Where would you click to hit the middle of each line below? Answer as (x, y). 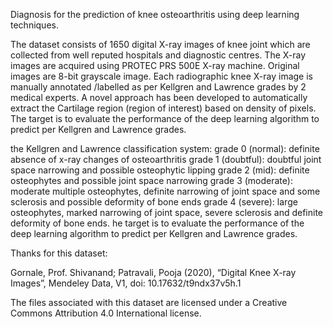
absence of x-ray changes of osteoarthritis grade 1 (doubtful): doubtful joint (166, 159)
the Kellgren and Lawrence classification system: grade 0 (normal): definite (165, 148)
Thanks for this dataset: (59, 253)
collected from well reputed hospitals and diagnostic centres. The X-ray (158, 55)
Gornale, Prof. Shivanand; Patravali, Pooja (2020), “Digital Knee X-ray (153, 272)
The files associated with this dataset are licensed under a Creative (149, 302)
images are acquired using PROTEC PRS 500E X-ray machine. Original (155, 65)
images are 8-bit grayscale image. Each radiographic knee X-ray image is (161, 76)
